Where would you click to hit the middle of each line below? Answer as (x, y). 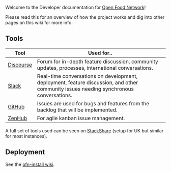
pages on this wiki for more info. (39, 23)
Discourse (20, 65)
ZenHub (17, 118)
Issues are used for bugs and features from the (93, 103)
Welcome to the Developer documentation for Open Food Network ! (76, 7)
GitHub (16, 106)
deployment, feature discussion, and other (88, 82)
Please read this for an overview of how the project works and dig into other (85, 17)
